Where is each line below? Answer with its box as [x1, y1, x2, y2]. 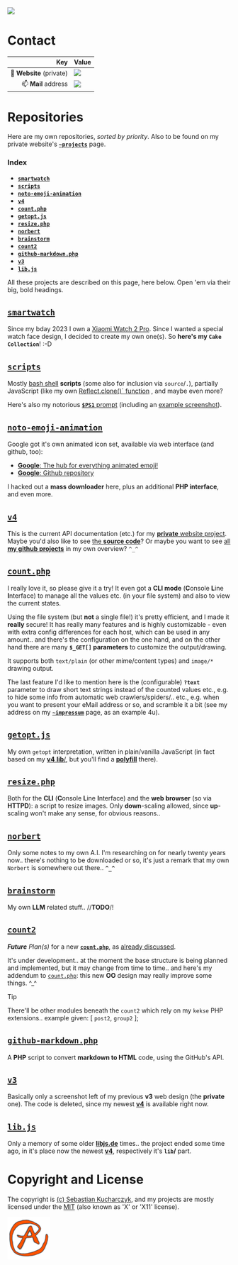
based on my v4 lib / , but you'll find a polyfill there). [7, 754, 158, 763]
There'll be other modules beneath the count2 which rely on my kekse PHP [7, 1006, 224, 1015]
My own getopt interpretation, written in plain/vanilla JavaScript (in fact [7, 747, 215, 756]
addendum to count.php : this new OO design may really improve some [7, 971, 212, 979]
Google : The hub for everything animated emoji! [17, 461, 158, 470]
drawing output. [7, 664, 55, 672]
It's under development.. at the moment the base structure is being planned [7, 956, 228, 964]
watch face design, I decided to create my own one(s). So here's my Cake [7, 333, 222, 341]
